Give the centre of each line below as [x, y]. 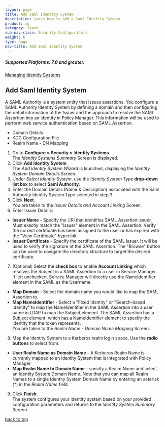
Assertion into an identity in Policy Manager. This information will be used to [82, 118]
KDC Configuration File [35, 138]
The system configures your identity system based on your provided [82, 399]
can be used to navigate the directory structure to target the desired [81, 252]
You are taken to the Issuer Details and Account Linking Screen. [77, 205]
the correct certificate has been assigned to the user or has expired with [85, 231]
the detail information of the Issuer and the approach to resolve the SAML [80, 113]
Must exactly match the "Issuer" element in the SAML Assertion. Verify [84, 225]
